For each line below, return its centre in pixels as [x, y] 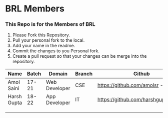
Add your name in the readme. [44, 46]
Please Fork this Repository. [41, 35]
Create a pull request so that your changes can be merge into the [79, 56]
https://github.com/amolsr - [130, 85]
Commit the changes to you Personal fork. [56, 51]
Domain [58, 74]
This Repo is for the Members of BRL [50, 24]
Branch [84, 74]
